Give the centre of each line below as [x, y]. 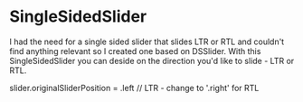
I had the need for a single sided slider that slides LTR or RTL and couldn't [147, 42]
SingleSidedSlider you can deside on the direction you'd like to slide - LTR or [152, 60]
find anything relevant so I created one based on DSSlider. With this [135, 51]
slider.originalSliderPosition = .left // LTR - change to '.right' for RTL [134, 88]
